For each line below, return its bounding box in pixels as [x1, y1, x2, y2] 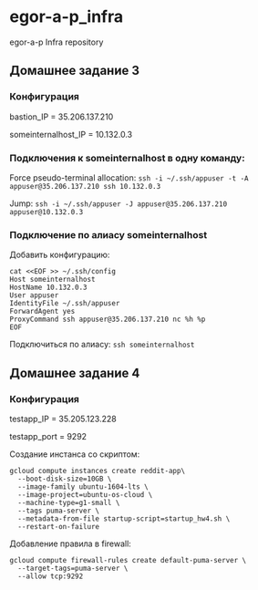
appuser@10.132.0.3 [9, 207, 84, 216]
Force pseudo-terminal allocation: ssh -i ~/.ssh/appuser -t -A [9, 171, 249, 183]
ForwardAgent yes [9, 307, 76, 316]
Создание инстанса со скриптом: [9, 449, 140, 460]
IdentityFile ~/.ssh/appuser [9, 299, 120, 308]
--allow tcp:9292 [17, 572, 84, 581]
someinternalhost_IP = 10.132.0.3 [9, 129, 133, 140]
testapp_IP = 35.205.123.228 [9, 413, 117, 424]
